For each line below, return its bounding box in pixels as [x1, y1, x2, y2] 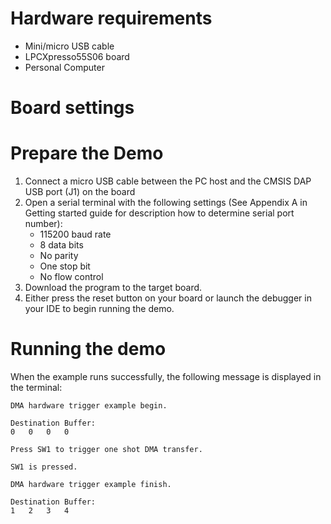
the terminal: [10, 382, 63, 393]
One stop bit [39, 260, 91, 272]
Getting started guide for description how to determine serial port [24, 207, 295, 219]
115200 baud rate [39, 228, 112, 241]
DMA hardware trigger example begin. [10, 401, 168, 411]
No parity [39, 250, 79, 262]
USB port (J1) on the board [24, 186, 136, 198]
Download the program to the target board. [24, 282, 203, 294]
